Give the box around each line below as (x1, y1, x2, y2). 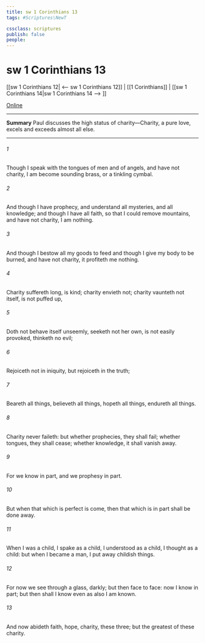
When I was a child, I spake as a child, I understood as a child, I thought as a (6, 544, 198, 552)
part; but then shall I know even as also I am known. (6, 590, 137, 597)
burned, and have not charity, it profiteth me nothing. (6, 255, 139, 263)
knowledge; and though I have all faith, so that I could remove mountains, (6, 210, 190, 217)
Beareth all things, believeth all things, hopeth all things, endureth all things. (6, 400, 196, 407)
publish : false (6, 31, 45, 37)
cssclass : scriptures (6, 26, 62, 32)
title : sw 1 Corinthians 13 (6, 9, 78, 15)
